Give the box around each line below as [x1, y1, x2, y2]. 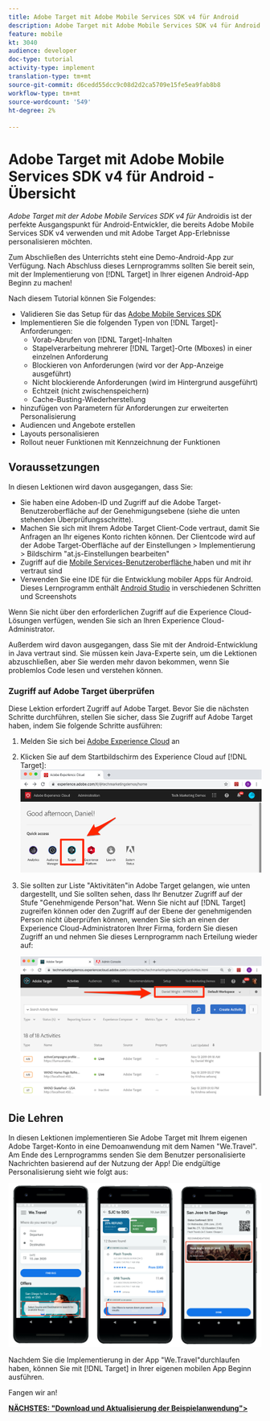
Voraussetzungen [8, 461, 100, 474]
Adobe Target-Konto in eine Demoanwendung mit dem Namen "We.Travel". [8, 1141, 258, 1151]
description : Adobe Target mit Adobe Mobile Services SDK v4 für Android [8, 21, 261, 30]
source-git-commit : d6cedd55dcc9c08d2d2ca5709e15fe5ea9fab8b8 [8, 80, 221, 88]
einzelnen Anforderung [31, 352, 108, 362]
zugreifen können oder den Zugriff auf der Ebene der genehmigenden [19, 906, 252, 916]
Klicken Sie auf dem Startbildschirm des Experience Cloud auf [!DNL [19, 752, 247, 762]
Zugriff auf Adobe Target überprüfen [8, 685, 155, 696]
